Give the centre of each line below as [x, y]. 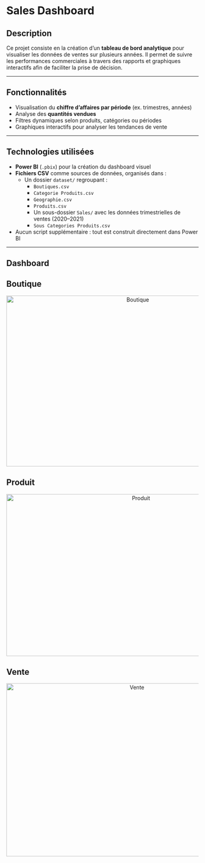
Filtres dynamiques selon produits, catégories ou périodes [88, 120]
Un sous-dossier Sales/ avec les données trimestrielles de [107, 212]
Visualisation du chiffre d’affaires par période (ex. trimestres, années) [103, 107]
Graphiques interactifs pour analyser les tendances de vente [91, 127]
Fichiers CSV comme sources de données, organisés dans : [91, 173]
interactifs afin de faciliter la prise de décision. [65, 67]
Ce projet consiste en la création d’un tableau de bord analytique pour [95, 48]
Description [29, 33]
